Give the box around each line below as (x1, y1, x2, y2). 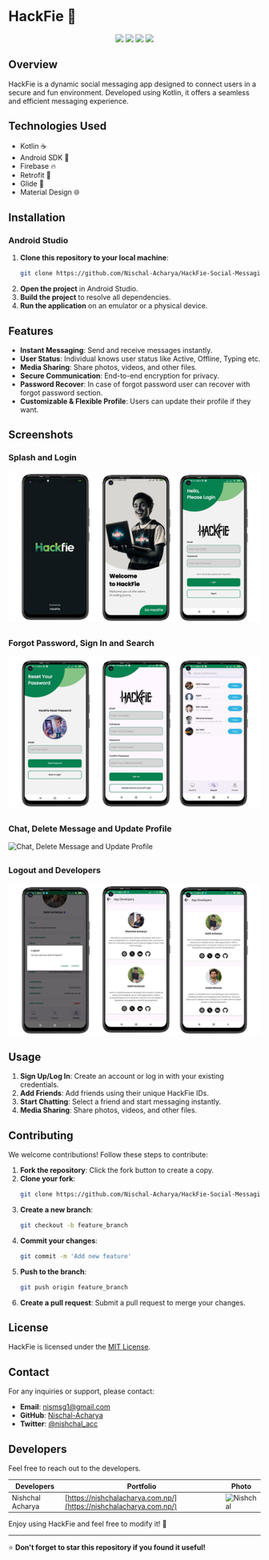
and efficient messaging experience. (8, 96, 129, 106)
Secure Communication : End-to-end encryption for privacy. (19, 371, 219, 380)
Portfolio (126, 1481, 157, 1491)
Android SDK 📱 (19, 152, 70, 162)
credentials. (19, 1080, 59, 1089)
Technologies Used (8, 119, 106, 133)
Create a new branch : (19, 1205, 94, 1215)
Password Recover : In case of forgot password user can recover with (19, 379, 251, 389)
